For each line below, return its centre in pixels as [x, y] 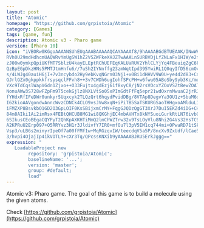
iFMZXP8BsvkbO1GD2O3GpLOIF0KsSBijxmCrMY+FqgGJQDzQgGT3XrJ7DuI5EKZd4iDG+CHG [104, 108]
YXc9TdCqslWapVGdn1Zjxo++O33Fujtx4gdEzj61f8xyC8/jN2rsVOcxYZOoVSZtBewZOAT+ [104, 86]
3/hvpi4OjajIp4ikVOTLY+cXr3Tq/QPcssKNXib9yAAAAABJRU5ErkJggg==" [89, 137]
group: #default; [50, 171]
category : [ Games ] [29, 29]
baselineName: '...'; [56, 159]
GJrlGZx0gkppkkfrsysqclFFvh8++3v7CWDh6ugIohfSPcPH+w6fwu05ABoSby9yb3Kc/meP [104, 80]
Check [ [16, 212]
